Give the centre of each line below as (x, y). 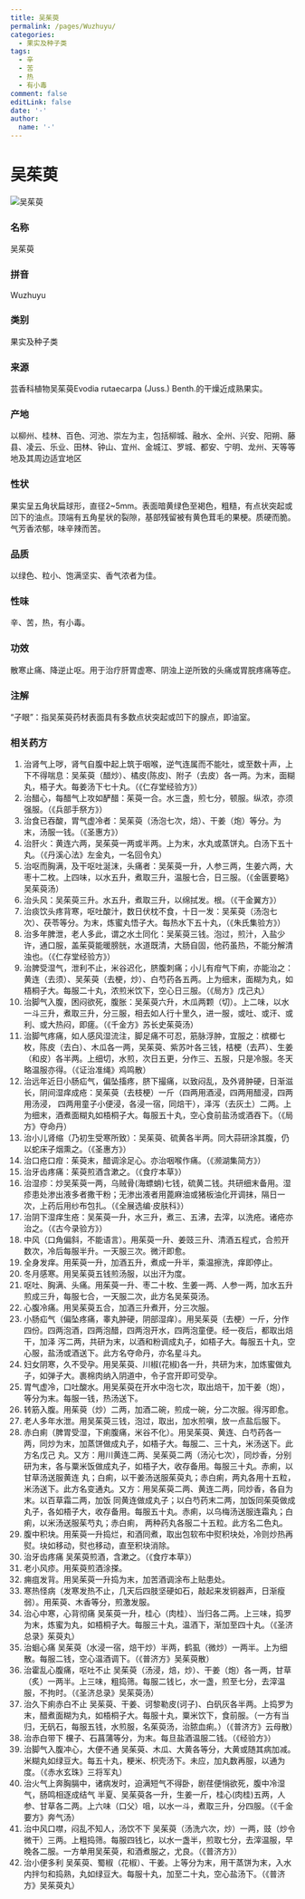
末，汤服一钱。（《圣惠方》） (73, 832)
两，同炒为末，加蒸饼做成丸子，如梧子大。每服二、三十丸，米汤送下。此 (158, 1444)
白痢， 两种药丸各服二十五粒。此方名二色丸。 (203, 1523)
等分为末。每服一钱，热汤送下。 (83, 1398)
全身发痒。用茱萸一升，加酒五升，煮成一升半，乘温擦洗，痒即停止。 (150, 1263)
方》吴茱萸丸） (51, 1885)
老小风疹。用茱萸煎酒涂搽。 (75, 1568)
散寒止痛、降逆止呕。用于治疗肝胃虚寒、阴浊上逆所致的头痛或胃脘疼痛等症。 (153, 670)
